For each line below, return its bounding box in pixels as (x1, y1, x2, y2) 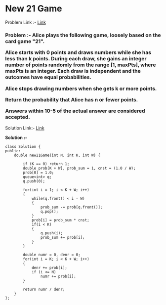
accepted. (5, 114, 31, 121)
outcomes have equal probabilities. (5, 74, 91, 81)
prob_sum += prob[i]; (40, 235, 85, 240)
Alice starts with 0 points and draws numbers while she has (5, 49, 152, 56)
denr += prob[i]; (31, 265, 68, 270)
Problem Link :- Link (5, 19, 46, 25)
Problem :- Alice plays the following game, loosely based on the (5, 32, 161, 39)
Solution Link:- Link (5, 125, 44, 131)
